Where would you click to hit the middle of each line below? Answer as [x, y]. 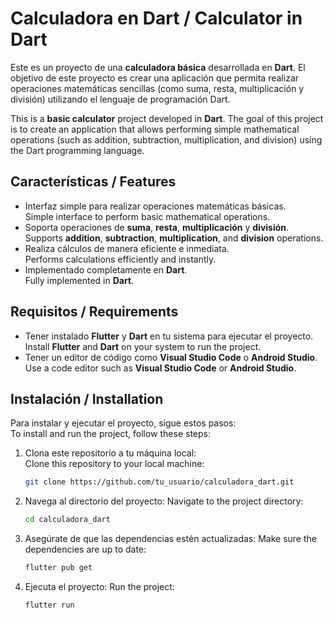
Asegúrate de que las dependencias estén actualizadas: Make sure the [170, 539]
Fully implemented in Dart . [79, 280]
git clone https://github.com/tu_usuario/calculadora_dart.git [159, 482]
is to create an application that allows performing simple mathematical [155, 129]
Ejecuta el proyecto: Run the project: [99, 586]
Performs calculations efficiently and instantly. [120, 259]
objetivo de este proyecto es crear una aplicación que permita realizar [155, 78]
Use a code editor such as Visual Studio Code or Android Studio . [160, 368]
